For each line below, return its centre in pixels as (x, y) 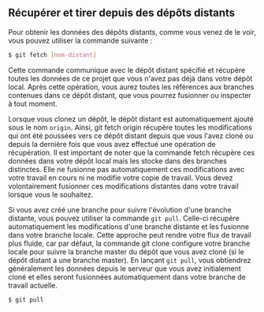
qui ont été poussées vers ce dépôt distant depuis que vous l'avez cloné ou (131, 135)
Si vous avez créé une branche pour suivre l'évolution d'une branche (120, 209)
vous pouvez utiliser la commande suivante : (80, 40)
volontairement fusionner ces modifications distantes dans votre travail (123, 186)
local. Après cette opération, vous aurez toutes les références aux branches (131, 87)
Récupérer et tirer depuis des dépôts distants (122, 13)
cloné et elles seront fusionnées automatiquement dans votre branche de (127, 276)
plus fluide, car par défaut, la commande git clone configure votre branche (129, 243)
